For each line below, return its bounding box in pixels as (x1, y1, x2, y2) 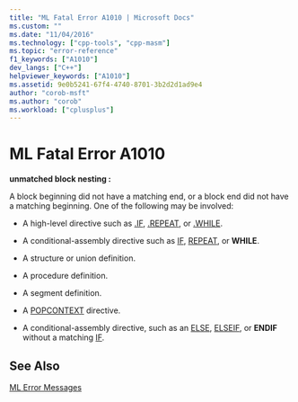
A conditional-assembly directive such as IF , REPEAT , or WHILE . (22, 236, 260, 246)
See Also (9, 358, 60, 373)
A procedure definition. (22, 271, 109, 281)
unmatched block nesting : (9, 174, 112, 184)
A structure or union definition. (22, 253, 136, 264)
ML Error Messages (9, 382, 83, 392)
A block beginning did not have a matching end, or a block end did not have (9, 191, 289, 202)
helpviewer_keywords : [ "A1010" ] (9, 72, 130, 81)
